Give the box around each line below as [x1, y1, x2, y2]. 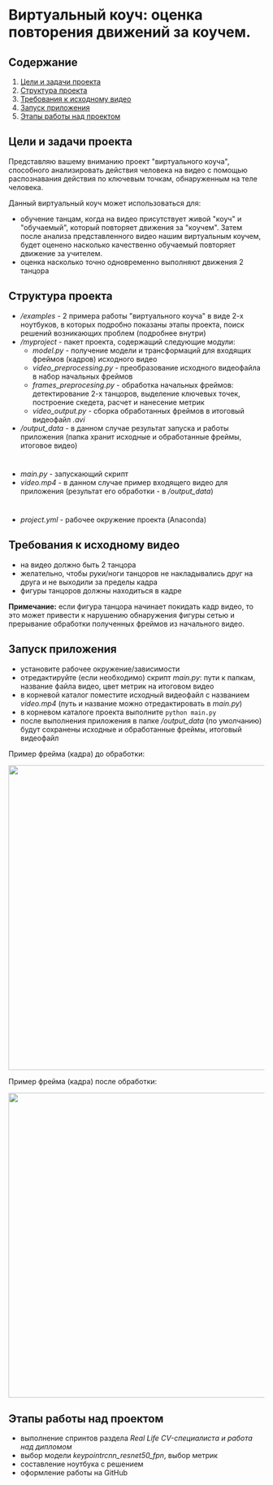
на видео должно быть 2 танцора [19, 559, 136, 570]
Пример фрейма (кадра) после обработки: [8, 1076, 158, 1086]
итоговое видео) [19, 441, 78, 450]
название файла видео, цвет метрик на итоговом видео [19, 681, 214, 691]
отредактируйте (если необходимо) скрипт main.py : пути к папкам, [19, 672, 256, 682]
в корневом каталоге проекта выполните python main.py [19, 707, 217, 717]
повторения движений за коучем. [8, 23, 251, 41]
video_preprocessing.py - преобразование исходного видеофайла [32, 363, 262, 372]
